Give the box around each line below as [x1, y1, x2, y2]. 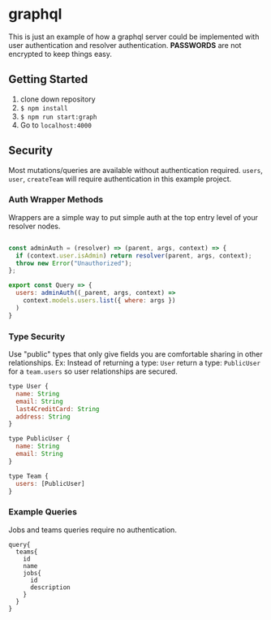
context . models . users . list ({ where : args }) [23, 297, 176, 305]
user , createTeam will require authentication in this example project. [8, 174, 232, 184]
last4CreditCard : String [15, 405, 100, 413]
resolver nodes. [8, 221, 61, 231]
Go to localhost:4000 [19, 119, 92, 130]
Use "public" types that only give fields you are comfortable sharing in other [8, 349, 264, 359]
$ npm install [19, 104, 68, 112]
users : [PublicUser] [15, 479, 85, 488]
